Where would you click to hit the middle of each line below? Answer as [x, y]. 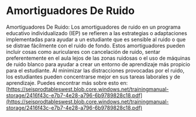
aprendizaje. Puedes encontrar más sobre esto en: [67, 82]
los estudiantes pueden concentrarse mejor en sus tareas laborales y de [93, 77]
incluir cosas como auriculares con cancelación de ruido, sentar [83, 51]
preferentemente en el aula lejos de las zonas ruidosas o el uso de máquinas [98, 58]
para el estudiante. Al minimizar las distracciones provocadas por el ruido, [95, 70]
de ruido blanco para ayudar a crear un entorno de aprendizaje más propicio [98, 64]
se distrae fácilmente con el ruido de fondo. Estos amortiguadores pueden [96, 46]
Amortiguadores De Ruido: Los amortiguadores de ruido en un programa [93, 27]
